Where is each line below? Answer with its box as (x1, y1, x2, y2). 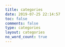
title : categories (5, 7, 43, 12)
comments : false (5, 21, 38, 26)
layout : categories (5, 30, 45, 35)
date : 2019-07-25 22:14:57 (5, 12, 61, 17)
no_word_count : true (5, 35, 48, 40)
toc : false (5, 16, 28, 21)
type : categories (5, 25, 41, 30)
